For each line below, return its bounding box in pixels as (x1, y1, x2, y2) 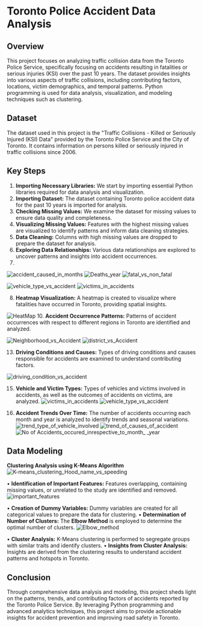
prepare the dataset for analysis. (15, 240, 97, 247)
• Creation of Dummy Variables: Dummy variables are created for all (7, 504, 178, 512)
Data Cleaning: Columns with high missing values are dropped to (15, 233, 178, 240)
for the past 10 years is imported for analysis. (15, 201, 128, 208)
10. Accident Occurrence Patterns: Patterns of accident (37, 312, 177, 320)
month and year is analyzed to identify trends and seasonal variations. (15, 416, 190, 423)
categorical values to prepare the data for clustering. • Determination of (7, 511, 186, 518)
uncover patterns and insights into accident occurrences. (15, 252, 158, 260)
